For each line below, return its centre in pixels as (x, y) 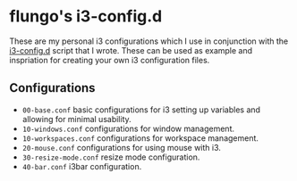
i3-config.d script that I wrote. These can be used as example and (131, 50)
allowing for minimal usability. (76, 119)
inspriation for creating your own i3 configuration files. (110, 60)
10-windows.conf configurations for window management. (128, 128)
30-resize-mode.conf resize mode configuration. (111, 157)
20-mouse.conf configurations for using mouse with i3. (122, 147)
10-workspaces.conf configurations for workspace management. (140, 138)
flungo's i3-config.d (86, 16)
